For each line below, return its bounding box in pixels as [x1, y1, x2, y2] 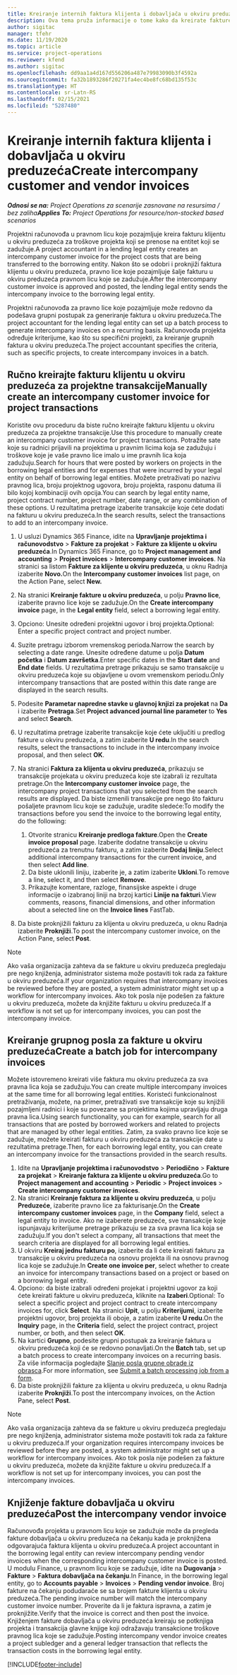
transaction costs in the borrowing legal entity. [7, 1647, 142, 1655]
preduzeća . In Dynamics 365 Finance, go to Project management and [17, 547, 221, 555]
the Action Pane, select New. [17, 577, 102, 585]
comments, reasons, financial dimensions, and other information [28, 898, 215, 906]
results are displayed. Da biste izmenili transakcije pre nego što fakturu [17, 794, 224, 802]
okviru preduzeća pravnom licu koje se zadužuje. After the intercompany [7, 275, 217, 283]
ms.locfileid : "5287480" [7, 102, 80, 109]
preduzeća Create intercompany [7, 163, 199, 179]
